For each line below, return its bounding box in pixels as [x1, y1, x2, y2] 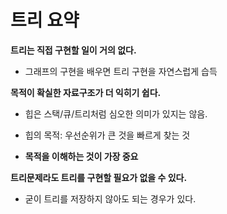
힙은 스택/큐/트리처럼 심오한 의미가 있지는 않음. [24, 107, 208, 120]
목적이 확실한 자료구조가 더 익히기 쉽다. [10, 86, 162, 98]
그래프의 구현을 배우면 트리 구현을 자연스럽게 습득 [24, 65, 218, 77]
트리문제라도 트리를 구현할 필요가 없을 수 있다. [10, 171, 188, 183]
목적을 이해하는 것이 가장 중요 [24, 150, 139, 162]
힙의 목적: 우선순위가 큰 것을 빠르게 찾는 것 [24, 129, 191, 141]
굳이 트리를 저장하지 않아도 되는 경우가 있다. [24, 192, 197, 205]
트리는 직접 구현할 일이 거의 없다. [10, 44, 137, 56]
